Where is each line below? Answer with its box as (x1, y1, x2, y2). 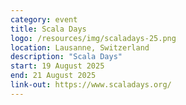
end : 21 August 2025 (10, 71, 97, 81)
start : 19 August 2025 (10, 61, 105, 71)
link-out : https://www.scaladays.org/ (10, 80, 172, 90)
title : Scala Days (10, 24, 87, 34)
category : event (10, 14, 78, 25)
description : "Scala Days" (10, 52, 123, 62)
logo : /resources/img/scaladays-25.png (10, 33, 177, 43)
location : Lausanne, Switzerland (10, 42, 150, 53)
